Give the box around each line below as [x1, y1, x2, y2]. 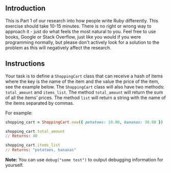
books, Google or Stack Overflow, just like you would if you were [5, 34, 141, 40]
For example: [5, 109, 33, 116]
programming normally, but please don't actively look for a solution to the [5, 39, 160, 45]
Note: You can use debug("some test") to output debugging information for [5, 157, 163, 162]
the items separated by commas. [5, 100, 75, 106]
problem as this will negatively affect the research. [5, 44, 111, 50]
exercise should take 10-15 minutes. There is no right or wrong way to [5, 23, 152, 29]
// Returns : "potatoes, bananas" [5, 148, 77, 153]
